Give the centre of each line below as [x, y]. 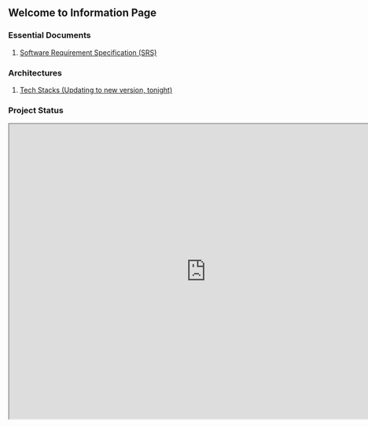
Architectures [35, 72]
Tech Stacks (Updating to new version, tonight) [96, 90]
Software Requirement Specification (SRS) [88, 52]
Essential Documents [50, 35]
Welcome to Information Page [83, 13]
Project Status [36, 110]
